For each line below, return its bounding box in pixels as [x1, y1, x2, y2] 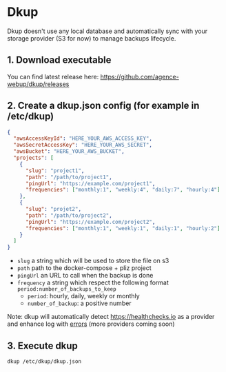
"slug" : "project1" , [25, 167, 85, 174]
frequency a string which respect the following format [17, 278, 169, 287]
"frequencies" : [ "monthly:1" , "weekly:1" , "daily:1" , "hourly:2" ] [25, 225, 220, 231]
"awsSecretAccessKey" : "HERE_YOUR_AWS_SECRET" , [13, 142, 153, 149]
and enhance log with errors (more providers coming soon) [7, 320, 175, 328]
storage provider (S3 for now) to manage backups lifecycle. [7, 34, 176, 42]
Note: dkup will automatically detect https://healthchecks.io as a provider [7, 313, 215, 321]
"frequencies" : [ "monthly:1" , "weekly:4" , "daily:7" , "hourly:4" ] [25, 187, 220, 194]
